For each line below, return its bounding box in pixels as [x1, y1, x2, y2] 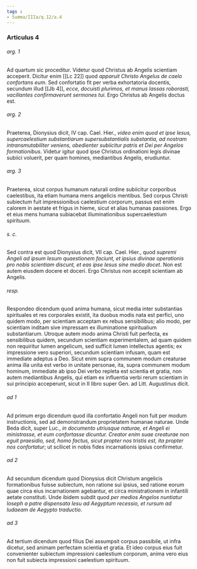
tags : [6, 8, 23, 15]
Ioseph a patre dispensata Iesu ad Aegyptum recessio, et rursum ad [6, 500, 172, 507]
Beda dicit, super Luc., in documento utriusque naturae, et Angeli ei [6, 424, 170, 431]
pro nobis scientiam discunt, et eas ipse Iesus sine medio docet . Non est [6, 261, 182, 268]
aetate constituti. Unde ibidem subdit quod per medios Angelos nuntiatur [6, 493, 183, 500]
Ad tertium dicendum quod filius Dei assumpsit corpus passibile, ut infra [6, 538, 181, 545]
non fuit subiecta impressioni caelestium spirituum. [6, 557, 130, 564]
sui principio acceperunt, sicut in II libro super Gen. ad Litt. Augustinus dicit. [6, 380, 190, 387]
